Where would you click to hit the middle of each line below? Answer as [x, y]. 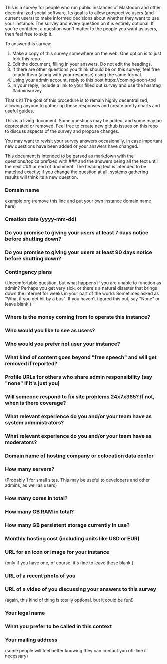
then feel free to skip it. [29, 34]
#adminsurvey [27, 90]
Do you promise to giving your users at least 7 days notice [77, 233]
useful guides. [20, 111]
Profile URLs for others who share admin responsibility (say [79, 377]
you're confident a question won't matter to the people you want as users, [81, 29]
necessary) [17, 656]
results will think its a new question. [42, 177]
